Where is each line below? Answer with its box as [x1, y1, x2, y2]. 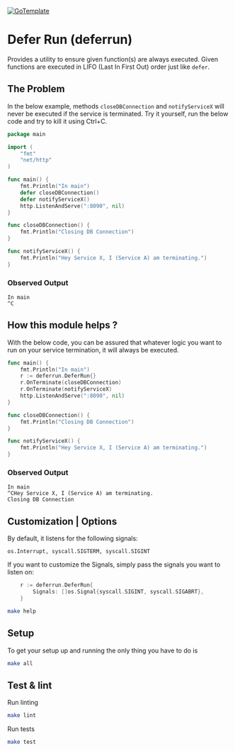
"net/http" [20, 157, 52, 164]
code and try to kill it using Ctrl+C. [7, 117, 108, 126]
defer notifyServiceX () [20, 196, 91, 203]
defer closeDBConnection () [20, 189, 100, 196]
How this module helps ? [7, 319, 118, 331]
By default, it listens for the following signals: [7, 534, 138, 543]
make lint [7, 712, 37, 719]
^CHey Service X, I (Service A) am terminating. [7, 490, 154, 497]
